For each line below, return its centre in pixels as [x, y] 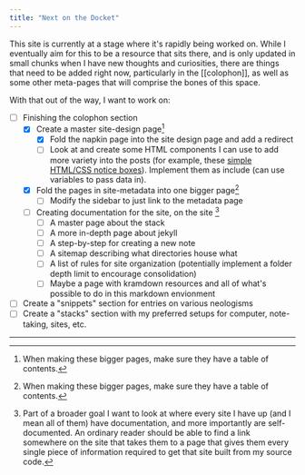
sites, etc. [69, 324]
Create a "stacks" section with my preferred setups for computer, [145, 313]
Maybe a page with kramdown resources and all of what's [158, 283]
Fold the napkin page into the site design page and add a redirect [172, 139]
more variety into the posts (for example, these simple [151, 160]
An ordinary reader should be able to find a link [162, 432]
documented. [47, 432]
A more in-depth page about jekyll [113, 233]
